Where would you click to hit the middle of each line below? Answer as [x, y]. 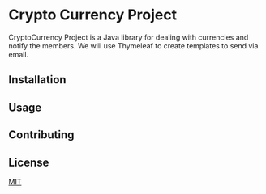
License [29, 162]
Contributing [41, 135]
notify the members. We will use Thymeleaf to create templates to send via [133, 45]
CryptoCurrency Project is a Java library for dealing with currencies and [129, 37]
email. [19, 54]
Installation [37, 80]
